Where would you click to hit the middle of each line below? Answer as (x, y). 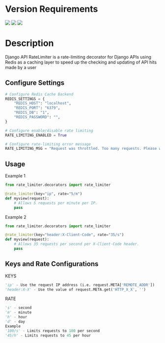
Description (29, 43)
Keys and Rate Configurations (52, 264)
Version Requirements (52, 9)
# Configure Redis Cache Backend (39, 94)
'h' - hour (16, 317)
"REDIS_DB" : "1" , (32, 113)
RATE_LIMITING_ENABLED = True (36, 135)
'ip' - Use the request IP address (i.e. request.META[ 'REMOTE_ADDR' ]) (80, 285)
